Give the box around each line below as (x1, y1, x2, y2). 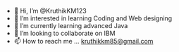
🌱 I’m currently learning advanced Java (13, 22, 128, 30)
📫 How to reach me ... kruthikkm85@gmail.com (13, 37, 154, 45)
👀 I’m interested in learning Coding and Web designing (13, 14, 173, 22)
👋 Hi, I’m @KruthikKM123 (13, 7, 87, 15)
